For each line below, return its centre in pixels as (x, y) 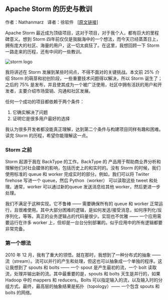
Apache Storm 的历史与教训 (49, 9)
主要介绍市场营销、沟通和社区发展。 (56, 91)
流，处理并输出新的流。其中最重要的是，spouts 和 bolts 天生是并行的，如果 (83, 274)
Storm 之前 (19, 150)
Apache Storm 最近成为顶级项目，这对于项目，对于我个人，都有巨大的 (78, 33)
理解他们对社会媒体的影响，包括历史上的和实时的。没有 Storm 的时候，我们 (83, 168)
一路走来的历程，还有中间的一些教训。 (45, 51)
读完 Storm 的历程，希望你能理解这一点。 (48, 135)
